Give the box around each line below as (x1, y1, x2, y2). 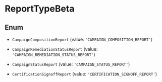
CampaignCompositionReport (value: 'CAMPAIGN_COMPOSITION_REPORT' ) (12, 36, 153, 42)
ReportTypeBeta (5, 3, 75, 15)
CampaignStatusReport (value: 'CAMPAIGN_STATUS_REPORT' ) (12, 61, 130, 67)
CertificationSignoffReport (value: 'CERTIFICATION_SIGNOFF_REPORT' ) (12, 71, 157, 77)
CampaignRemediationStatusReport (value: (12, 46, 98, 52)
